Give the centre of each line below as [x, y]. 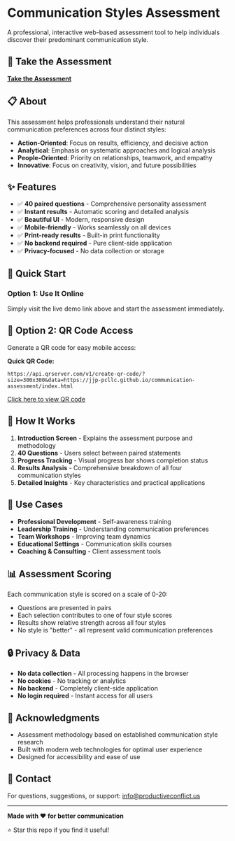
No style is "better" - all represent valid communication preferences [115, 630]
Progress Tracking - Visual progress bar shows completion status [113, 460]
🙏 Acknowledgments [54, 718]
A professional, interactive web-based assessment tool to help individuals [114, 32]
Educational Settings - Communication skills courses [95, 544]
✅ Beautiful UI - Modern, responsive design [81, 220]
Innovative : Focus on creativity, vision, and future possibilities [107, 165]
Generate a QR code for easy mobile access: [72, 347]
